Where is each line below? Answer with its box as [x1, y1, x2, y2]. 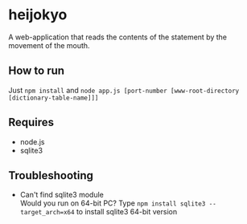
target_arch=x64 [19, 209, 75, 217]
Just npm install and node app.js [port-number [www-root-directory [8, 85, 240, 95]
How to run [8, 64, 65, 78]
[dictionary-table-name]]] [8, 94, 99, 102]
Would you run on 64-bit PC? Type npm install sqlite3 [19, 198, 206, 208]
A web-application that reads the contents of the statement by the [8, 32, 228, 42]
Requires [8, 116, 55, 129]
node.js [19, 136, 46, 146]
